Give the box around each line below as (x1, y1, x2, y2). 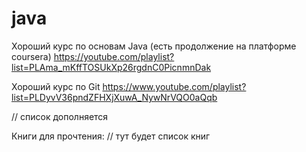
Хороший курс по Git (11, 80, 101, 92)
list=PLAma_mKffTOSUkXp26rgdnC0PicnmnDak (11, 61, 212, 73)
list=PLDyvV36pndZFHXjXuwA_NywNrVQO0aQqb (11, 91, 218, 103)
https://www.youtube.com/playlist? (102, 80, 247, 92)
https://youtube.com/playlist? (53, 50, 175, 62)
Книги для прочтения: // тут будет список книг (11, 130, 211, 142)
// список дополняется (11, 110, 109, 122)
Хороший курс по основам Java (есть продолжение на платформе (11, 40, 297, 52)
